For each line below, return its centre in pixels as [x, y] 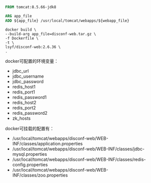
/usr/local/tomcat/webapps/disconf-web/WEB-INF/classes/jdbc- [78, 149]
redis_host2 [24, 102]
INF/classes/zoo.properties [40, 175]
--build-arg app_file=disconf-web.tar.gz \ [51, 34]
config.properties [30, 164]
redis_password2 [30, 113]
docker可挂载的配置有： [30, 128]
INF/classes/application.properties [48, 143]
